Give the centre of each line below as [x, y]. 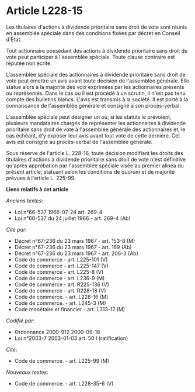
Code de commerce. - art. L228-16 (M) [61, 297]
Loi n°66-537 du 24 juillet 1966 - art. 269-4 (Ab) [73, 218]
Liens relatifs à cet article [37, 189]
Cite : [12, 349]
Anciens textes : [25, 201]
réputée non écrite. [29, 63]
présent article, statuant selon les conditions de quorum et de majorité [90, 171]
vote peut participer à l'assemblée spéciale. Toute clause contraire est [90, 57]
